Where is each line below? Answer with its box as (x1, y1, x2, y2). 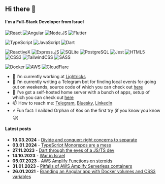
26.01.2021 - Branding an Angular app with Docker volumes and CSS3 (12, 168, 156, 174)
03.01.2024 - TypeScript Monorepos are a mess (12, 142, 111, 148)
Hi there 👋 (5, 5, 36, 13)
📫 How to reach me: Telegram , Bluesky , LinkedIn (12, 100, 112, 106)
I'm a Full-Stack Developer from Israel (5, 18, 84, 25)
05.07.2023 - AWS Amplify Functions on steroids (12, 158, 113, 164)
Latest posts (5, 126, 31, 132)
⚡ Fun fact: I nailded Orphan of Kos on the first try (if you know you (12, 107, 149, 113)
